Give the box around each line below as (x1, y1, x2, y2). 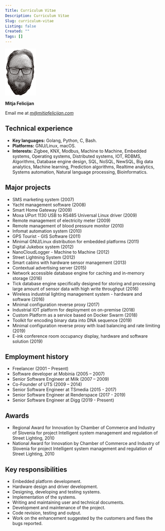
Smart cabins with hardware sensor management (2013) (12, 260, 127, 265)
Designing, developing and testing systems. (12, 489, 101, 495)
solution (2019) (12, 338, 43, 344)
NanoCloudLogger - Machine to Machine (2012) (12, 249, 110, 255)
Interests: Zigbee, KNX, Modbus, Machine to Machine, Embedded (12, 148, 147, 154)
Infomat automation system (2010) (12, 228, 82, 234)
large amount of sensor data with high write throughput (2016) (12, 286, 139, 292)
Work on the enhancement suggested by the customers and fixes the (12, 515, 153, 521)
